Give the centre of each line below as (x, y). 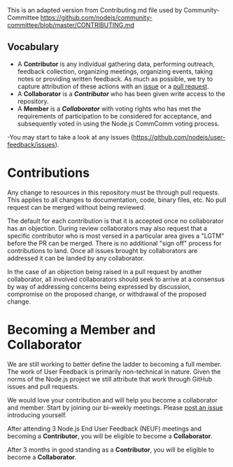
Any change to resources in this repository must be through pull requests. (113, 192)
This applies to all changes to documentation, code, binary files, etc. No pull (117, 200)
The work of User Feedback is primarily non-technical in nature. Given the (114, 372)
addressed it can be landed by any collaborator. (76, 258)
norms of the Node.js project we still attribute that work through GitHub (110, 379)
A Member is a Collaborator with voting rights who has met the (109, 109)
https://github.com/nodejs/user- (179, 137)
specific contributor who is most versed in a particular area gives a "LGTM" (116, 236)
